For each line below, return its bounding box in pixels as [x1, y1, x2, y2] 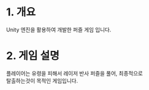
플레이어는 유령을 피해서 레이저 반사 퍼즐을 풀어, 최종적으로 [6, 69, 143, 77]
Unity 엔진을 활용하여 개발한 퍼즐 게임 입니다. [6, 26, 111, 33]
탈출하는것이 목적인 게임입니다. [6, 77, 79, 84]
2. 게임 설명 [6, 49, 60, 63]
